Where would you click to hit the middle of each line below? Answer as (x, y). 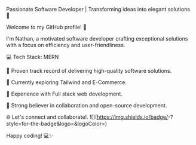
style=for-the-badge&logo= (40, 124)
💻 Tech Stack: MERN (33, 57)
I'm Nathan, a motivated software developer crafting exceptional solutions (97, 38)
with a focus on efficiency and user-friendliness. (66, 45)
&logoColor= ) (91, 124)
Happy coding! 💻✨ (30, 135)
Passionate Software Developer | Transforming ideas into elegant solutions (98, 9)
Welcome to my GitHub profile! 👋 (46, 27)
